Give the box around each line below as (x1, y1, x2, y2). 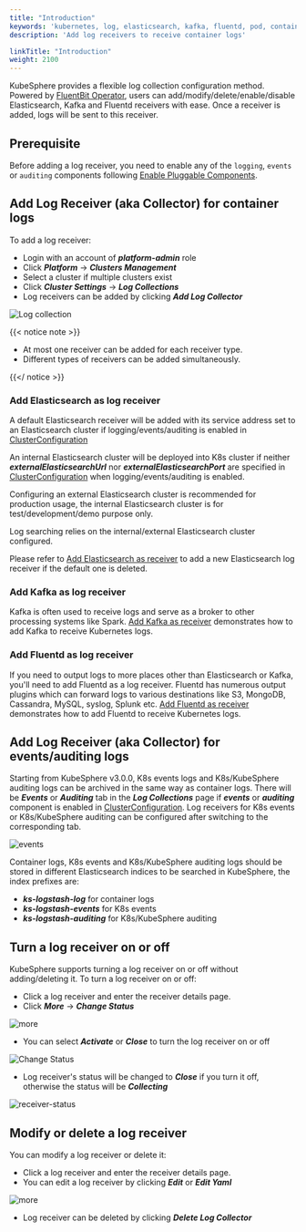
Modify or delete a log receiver (9, 1125, 188, 1141)
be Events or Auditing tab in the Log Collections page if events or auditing (9, 792, 295, 803)
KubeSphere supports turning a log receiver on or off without (9, 964, 239, 975)
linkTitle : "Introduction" (9, 47, 112, 56)
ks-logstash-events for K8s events (22, 904, 157, 915)
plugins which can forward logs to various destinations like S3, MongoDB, (9, 688, 287, 699)
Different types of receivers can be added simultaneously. (22, 353, 241, 365)
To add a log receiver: (9, 234, 92, 245)
